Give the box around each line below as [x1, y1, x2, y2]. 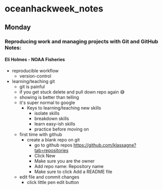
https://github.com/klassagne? [73, 142, 136, 148]
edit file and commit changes [19, 173, 79, 180]
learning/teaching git [11, 78, 55, 84]
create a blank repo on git [26, 136, 80, 142]
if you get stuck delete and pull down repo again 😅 [19, 88, 125, 95]
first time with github [19, 131, 62, 137]
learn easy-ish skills [34, 120, 75, 126]
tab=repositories [34, 147, 68, 153]
